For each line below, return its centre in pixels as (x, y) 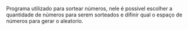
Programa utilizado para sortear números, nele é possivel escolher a (89, 9)
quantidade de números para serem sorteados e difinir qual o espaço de (94, 15)
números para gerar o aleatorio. (45, 21)
